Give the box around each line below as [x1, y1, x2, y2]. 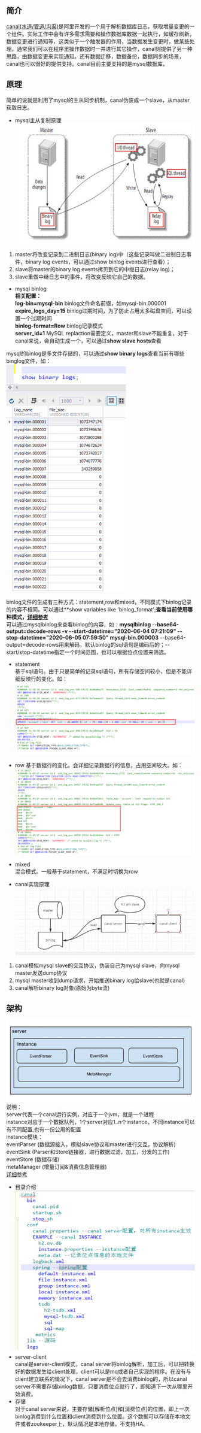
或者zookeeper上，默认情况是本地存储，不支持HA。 [20, 1420, 148, 1428]
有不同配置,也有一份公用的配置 [6, 1126, 82, 1133]
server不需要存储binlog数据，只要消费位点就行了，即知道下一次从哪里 [14, 1383, 188, 1390]
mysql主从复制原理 [14, 116, 62, 124]
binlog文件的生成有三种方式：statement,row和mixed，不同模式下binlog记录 [6, 598, 192, 606]
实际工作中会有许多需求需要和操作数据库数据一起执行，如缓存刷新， [26, 30, 195, 37]
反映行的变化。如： [20, 675, 68, 683]
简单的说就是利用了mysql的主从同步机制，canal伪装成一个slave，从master [6, 96, 190, 104]
